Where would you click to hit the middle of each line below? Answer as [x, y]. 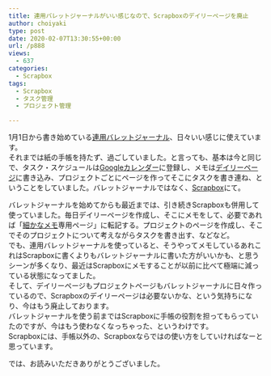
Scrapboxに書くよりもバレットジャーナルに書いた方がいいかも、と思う [141, 256]
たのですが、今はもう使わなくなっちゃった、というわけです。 [110, 326]
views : [19, 53]
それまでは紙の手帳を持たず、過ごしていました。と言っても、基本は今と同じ [135, 158]
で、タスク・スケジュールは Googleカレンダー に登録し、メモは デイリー [126, 167]
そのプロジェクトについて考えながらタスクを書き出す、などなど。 [125, 235]
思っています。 [33, 346]
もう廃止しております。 [74, 306]
